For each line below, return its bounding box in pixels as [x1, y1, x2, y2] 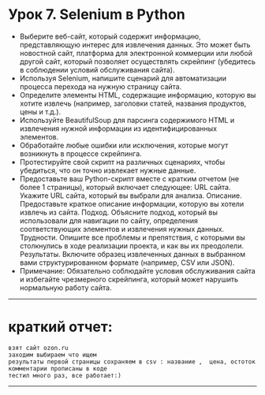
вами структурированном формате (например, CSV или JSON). [19, 258, 235, 267]
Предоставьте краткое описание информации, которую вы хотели [19, 199, 244, 208]
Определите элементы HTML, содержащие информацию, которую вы [19, 90, 256, 99]
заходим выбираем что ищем [8, 351, 97, 359]
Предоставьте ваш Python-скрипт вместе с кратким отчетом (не [19, 173, 239, 183]
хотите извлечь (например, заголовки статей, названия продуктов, [19, 99, 247, 108]
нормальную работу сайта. [19, 282, 112, 293]
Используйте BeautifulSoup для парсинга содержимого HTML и [19, 115, 235, 125]
